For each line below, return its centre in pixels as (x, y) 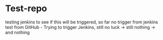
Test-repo (26, 9)
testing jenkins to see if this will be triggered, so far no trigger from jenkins (82, 22)
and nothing (17, 32)
